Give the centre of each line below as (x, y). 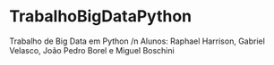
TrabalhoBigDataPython (101, 16)
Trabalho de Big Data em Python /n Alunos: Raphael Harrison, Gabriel (137, 41)
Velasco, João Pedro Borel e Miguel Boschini (92, 50)
